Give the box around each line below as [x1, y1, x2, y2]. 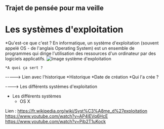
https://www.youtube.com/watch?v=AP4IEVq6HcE [5, 113, 108, 119]
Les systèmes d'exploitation [5, 24, 123, 35]
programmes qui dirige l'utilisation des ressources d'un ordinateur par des [5, 50, 156, 56]
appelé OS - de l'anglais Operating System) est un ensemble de [5, 45, 135, 51]
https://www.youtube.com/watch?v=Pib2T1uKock [5, 119, 106, 125]
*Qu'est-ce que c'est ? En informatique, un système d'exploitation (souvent [5, 40, 159, 46]
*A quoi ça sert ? [5, 65, 43, 71]
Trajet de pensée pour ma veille [5, 4, 104, 12]
